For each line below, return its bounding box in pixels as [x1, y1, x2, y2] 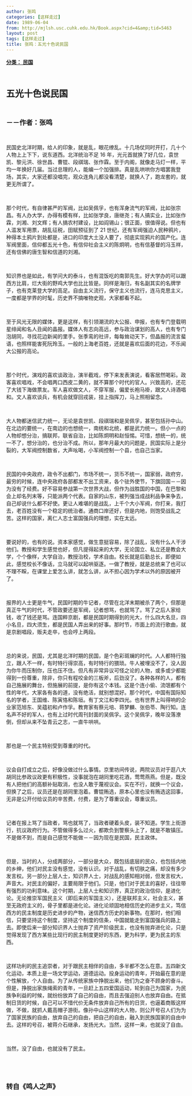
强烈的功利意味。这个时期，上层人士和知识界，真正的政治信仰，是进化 [11, 887, 181, 894]
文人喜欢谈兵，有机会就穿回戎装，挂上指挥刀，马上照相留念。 [16, 393, 166, 400]
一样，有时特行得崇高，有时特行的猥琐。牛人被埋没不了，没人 [31, 659, 181, 667]
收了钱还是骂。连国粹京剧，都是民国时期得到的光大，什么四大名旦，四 [16, 613, 186, 620]
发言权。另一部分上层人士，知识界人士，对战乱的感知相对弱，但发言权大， [6, 872, 186, 879]
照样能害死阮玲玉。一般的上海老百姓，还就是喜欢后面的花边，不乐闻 [21, 340, 186, 347]
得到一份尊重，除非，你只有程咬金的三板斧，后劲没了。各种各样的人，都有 [6, 674, 186, 681]
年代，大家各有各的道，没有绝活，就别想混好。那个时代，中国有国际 [16, 688, 181, 696]
